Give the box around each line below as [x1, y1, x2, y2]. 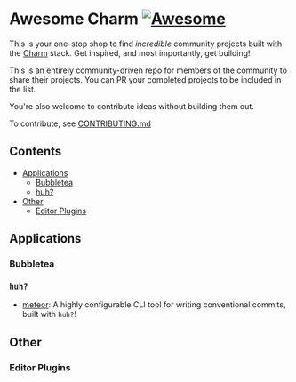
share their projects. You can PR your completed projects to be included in [9, 74, 282, 84]
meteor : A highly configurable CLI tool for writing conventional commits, [21, 299, 286, 310]
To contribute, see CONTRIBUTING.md [9, 118, 151, 129]
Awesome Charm [9, 9, 140, 29]
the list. [9, 84, 36, 94]
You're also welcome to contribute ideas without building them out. [9, 100, 255, 111]
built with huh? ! [21, 309, 77, 320]
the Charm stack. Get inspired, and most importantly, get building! [9, 47, 251, 58]
